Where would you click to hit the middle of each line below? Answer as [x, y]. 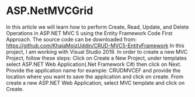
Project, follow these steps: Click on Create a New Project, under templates [96, 58]
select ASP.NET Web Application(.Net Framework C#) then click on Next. [94, 64]
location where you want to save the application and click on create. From [95, 77]
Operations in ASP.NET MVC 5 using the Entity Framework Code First [89, 33]
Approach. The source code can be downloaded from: [72, 39]
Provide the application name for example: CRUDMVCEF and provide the [93, 70]
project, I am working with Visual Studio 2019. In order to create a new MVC [97, 51]
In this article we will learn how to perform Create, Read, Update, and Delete [97, 27]
